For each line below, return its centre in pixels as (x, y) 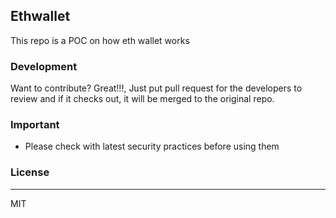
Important (35, 125)
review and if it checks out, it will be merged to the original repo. (142, 99)
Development (44, 66)
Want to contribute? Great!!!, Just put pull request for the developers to (156, 88)
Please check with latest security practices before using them (152, 146)
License (30, 172)
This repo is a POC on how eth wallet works (100, 40)
